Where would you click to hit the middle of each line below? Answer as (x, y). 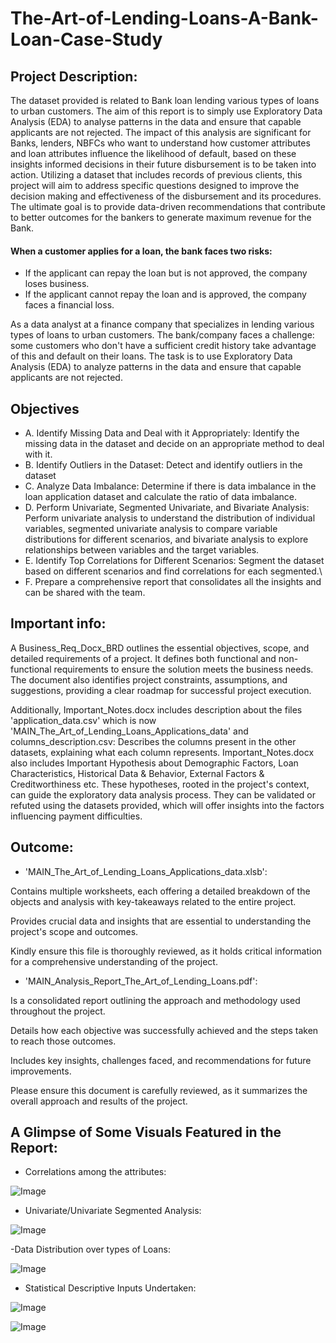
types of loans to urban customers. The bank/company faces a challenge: (162, 335)
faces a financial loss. (69, 305)
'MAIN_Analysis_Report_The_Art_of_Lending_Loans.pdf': (141, 981)
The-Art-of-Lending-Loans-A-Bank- (164, 18)
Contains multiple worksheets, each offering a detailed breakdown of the (160, 891)
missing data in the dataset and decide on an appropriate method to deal (174, 444)
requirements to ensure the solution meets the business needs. (183, 669)
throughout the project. (58, 1011)
